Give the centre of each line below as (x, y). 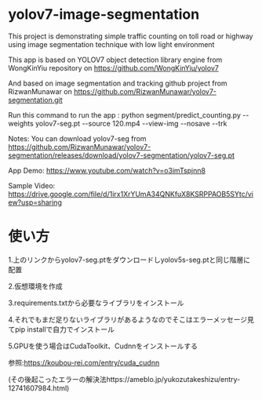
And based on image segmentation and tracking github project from (118, 83)
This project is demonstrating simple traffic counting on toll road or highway (131, 36)
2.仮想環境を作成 (35, 286)
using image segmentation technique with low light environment (111, 44)
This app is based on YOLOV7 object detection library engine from (115, 60)
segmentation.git (35, 100)
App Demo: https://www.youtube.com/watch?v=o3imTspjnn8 (107, 170)
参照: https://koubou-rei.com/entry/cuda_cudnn (84, 362)
